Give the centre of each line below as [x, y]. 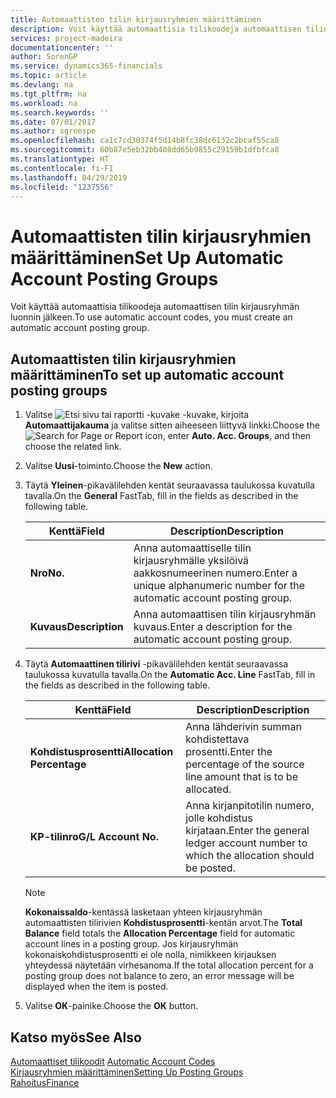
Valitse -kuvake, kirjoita [137, 415]
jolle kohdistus [219, 818]
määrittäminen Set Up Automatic [147, 257]
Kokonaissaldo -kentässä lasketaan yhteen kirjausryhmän [143, 912]
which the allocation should [250, 856]
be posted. [210, 868]
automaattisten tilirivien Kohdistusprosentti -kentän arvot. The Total [163, 923]
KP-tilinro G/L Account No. [94, 837]
